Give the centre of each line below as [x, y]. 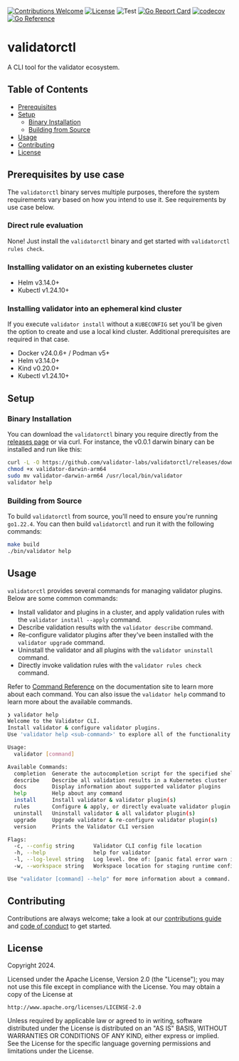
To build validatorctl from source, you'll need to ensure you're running [113, 516]
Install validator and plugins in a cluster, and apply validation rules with [121, 612]
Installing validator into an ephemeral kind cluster [95, 309]
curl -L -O [23, 463]
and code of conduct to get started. [59, 926]
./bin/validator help [39, 551]
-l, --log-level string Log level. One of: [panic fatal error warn [121, 860]
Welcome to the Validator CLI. [54, 721]
